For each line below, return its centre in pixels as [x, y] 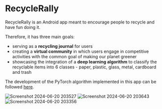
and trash [22, 72]
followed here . [20, 87]
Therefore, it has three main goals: [40, 37]
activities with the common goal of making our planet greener [74, 56]
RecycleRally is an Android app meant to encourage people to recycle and [80, 22]
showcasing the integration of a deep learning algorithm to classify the [84, 62]
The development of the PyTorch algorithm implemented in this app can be [81, 82]
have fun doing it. [23, 27]
